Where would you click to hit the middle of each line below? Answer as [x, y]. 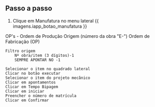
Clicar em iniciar [25, 91]
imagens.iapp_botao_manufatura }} [50, 26]
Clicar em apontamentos [31, 82]
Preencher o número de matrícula [41, 96]
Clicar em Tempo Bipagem [32, 87]
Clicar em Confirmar [27, 100]
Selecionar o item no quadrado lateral [48, 69]
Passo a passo [29, 8]
